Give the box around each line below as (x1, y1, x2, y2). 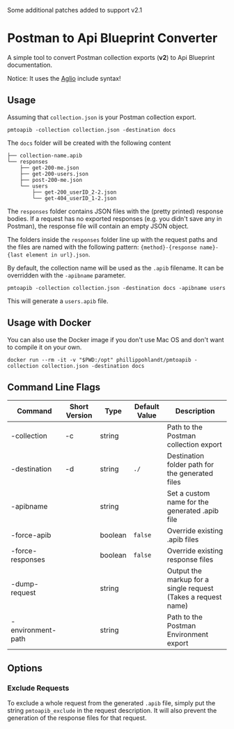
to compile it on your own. (7, 343, 82, 351)
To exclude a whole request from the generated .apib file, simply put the (7, 699, 216, 707)
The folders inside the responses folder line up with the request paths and (7, 235, 218, 243)
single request (166, 583, 214, 593)
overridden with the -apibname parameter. (7, 271, 126, 279)
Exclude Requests (7, 683, 70, 693)
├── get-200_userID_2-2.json (32, 188, 117, 196)
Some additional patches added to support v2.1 (7, 6, 143, 14)
